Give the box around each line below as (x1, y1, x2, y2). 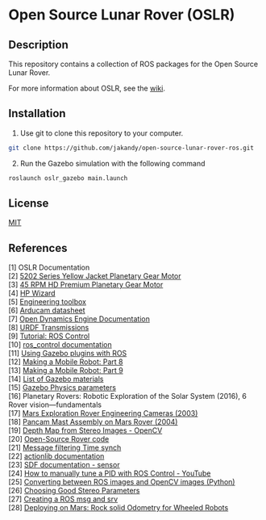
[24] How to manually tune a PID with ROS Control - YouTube (8, 468, 211, 478)
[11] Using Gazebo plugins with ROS (8, 349, 127, 359)
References (8, 241, 68, 255)
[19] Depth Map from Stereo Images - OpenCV (8, 426, 163, 435)
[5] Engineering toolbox (8, 297, 87, 307)
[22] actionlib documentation (8, 451, 105, 461)
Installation (8, 107, 66, 120)
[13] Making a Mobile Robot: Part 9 (8, 366, 123, 375)
